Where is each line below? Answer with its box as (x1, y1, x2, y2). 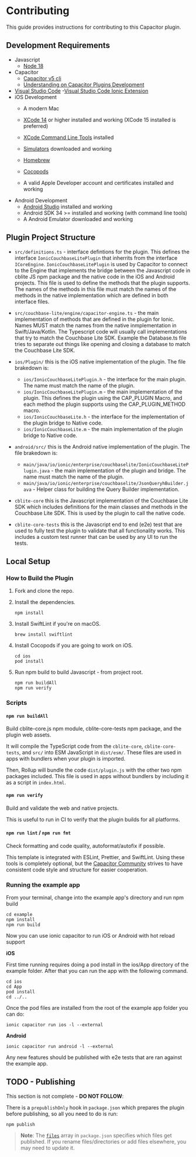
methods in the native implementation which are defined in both (14, 291, 169, 298)
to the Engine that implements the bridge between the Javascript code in (14, 267, 191, 274)
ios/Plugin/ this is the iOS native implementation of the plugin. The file (14, 358, 186, 365)
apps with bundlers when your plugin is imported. (6, 755, 126, 762)
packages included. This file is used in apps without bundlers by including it (6, 773, 189, 780)
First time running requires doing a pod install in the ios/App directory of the (6, 961, 189, 968)
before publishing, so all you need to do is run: (6, 1110, 118, 1117)
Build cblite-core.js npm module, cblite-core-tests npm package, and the (6, 725, 182, 732)
